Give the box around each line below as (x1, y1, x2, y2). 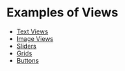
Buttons (16, 56, 39, 64)
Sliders (16, 42, 37, 50)
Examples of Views (6, 5, 119, 20)
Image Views (16, 34, 54, 42)
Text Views (16, 27, 48, 35)
